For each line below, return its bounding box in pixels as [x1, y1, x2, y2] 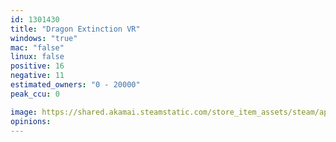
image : [10, 107, 38, 117]
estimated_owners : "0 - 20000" [10, 80, 141, 90]
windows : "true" [10, 33, 78, 43]
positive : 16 [10, 61, 65, 71]
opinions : [10, 116, 52, 126]
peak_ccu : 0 [10, 89, 60, 99]
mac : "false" [10, 42, 65, 53]
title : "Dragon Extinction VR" [10, 24, 141, 34]
